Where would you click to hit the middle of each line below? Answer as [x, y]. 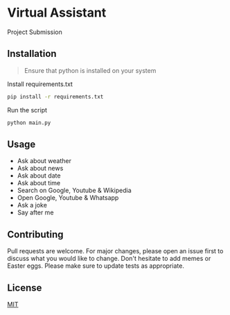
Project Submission [35, 32]
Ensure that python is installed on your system [90, 70]
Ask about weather [44, 161]
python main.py [29, 123]
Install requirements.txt [40, 84]
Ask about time [39, 183]
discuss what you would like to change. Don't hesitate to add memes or [109, 259]
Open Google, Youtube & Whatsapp [68, 198]
